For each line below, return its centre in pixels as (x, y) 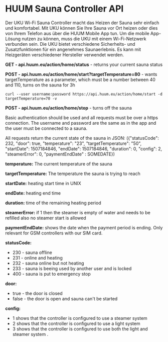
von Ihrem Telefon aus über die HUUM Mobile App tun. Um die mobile (77, 33)
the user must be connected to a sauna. (46, 128)
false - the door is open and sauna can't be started (65, 298)
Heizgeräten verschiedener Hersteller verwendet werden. (65, 55)
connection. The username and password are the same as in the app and (81, 123)
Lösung (13, 39)
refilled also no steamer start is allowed (46, 218)
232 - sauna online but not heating (48, 263)
